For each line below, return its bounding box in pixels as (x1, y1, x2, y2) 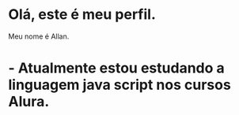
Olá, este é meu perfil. (8, 6, 156, 24)
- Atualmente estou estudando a (8, 59, 226, 77)
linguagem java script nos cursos (8, 76, 231, 94)
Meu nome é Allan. (8, 32, 70, 41)
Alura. (8, 93, 50, 111)
